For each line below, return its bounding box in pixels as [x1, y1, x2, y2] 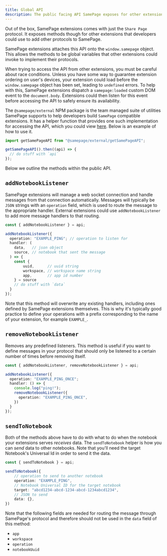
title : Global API [5, 7, 43, 12]
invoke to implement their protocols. [5, 56, 79, 62]
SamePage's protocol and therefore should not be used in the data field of [5, 516, 157, 522]
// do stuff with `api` [9, 152, 59, 157]
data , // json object [14, 245, 64, 250]
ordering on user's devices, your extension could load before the [5, 77, 138, 83]
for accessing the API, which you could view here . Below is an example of [5, 123, 157, 129]
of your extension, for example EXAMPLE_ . [5, 316, 88, 322]
